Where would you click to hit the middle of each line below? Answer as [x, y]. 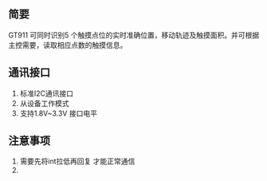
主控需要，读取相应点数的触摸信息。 [68, 45]
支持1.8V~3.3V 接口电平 [59, 113]
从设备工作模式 [44, 103]
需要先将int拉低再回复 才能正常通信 [77, 161]
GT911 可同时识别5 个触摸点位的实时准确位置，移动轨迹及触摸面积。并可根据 [134, 35]
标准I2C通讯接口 [47, 93]
